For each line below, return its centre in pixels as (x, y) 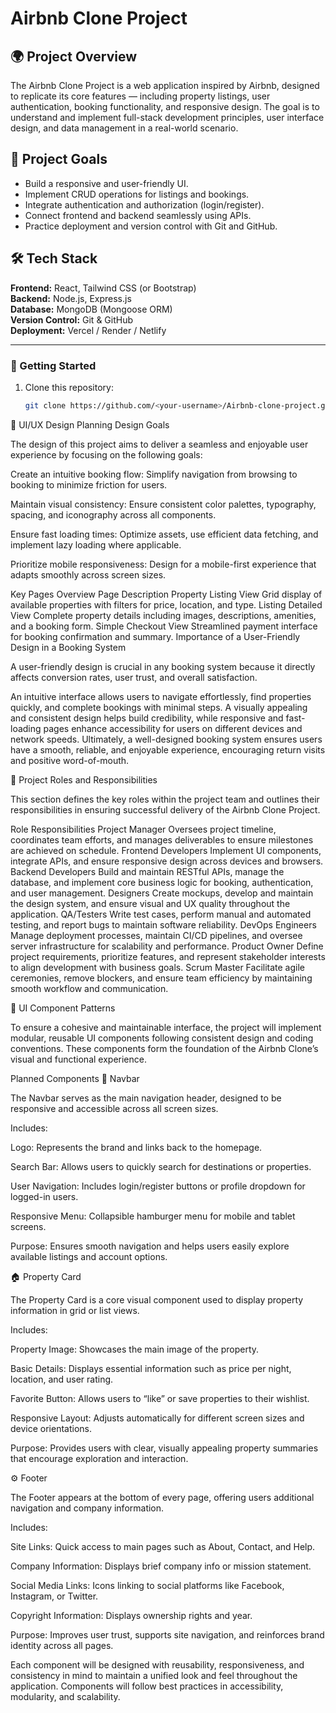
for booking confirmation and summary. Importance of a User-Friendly (155, 636)
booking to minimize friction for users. (89, 484)
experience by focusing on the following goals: (106, 454)
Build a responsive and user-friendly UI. (106, 183)
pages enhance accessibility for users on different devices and (173, 728)
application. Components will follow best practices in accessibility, (147, 1686)
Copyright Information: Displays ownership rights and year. (131, 1615)
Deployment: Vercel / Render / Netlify (88, 330)
